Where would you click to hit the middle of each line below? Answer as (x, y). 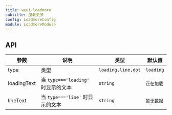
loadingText (22, 83)
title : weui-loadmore (28, 10)
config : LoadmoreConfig (31, 19)
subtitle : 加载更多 (25, 15)
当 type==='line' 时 (64, 97)
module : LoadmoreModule (31, 24)
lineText (17, 101)
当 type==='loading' (65, 80)
